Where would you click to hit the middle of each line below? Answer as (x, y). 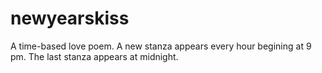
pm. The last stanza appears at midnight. (94, 56)
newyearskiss (70, 18)
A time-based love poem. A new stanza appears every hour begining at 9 (161, 46)
